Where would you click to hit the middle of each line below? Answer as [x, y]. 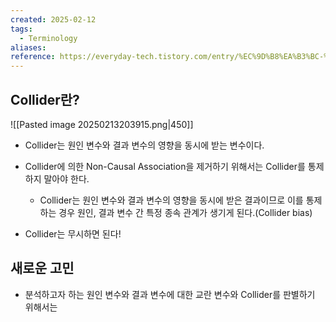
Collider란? [45, 99]
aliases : [28, 47]
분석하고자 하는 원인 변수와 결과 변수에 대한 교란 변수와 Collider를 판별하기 [170, 294]
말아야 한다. [66, 178]
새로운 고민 [42, 268]
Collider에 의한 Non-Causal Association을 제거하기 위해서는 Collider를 [165, 166]
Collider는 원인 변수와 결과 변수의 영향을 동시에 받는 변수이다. [144, 145]
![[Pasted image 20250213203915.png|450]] [102, 124]
